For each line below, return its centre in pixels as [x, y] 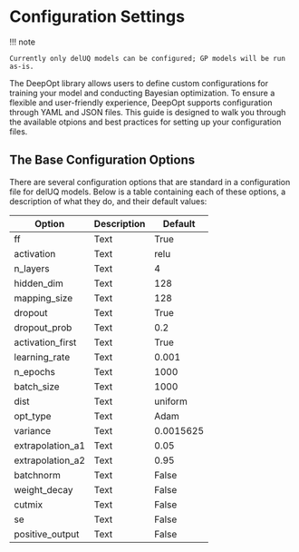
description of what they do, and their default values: [108, 201]
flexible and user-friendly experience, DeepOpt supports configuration [141, 103]
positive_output [47, 534]
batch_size [37, 386]
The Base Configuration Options [102, 160]
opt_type [33, 416]
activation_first [45, 342]
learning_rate [42, 357]
